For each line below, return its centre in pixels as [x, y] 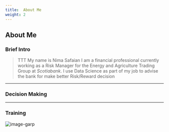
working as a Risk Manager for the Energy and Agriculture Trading [86, 65]
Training [16, 113]
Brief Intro [18, 49]
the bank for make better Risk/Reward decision [66, 77]
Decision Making [26, 94]
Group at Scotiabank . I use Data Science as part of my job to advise [88, 71]
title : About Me [23, 10]
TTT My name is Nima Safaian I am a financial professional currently [88, 60]
